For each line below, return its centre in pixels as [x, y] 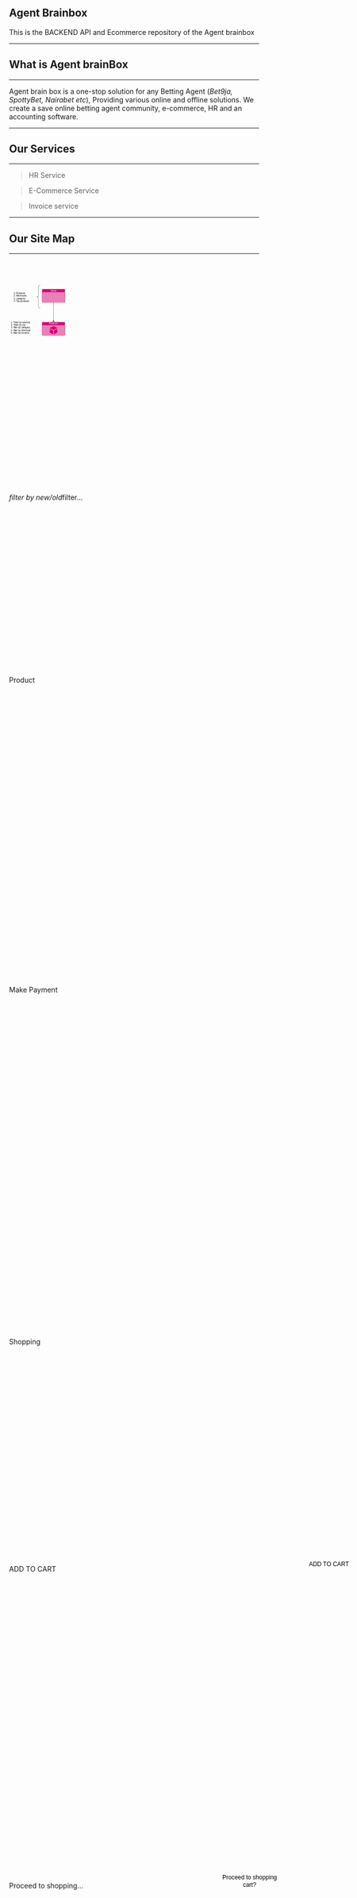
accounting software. [44, 116]
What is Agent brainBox [69, 65]
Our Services [42, 149]
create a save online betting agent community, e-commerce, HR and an [126, 108]
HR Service [47, 176]
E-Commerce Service [64, 191]
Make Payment [33, 990]
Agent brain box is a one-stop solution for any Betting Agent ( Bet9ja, [121, 91]
